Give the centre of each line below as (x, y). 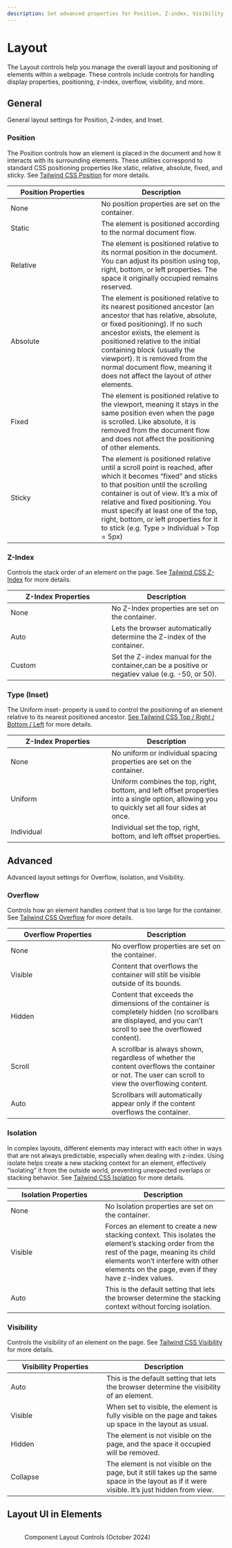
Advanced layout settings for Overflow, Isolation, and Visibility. (96, 877)
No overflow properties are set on (166, 946)
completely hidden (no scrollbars (165, 1012)
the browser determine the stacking (163, 1298)
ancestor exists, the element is (151, 333)
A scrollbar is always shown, (157, 1050)
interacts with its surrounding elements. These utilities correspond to (105, 160)
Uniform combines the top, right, (164, 782)
